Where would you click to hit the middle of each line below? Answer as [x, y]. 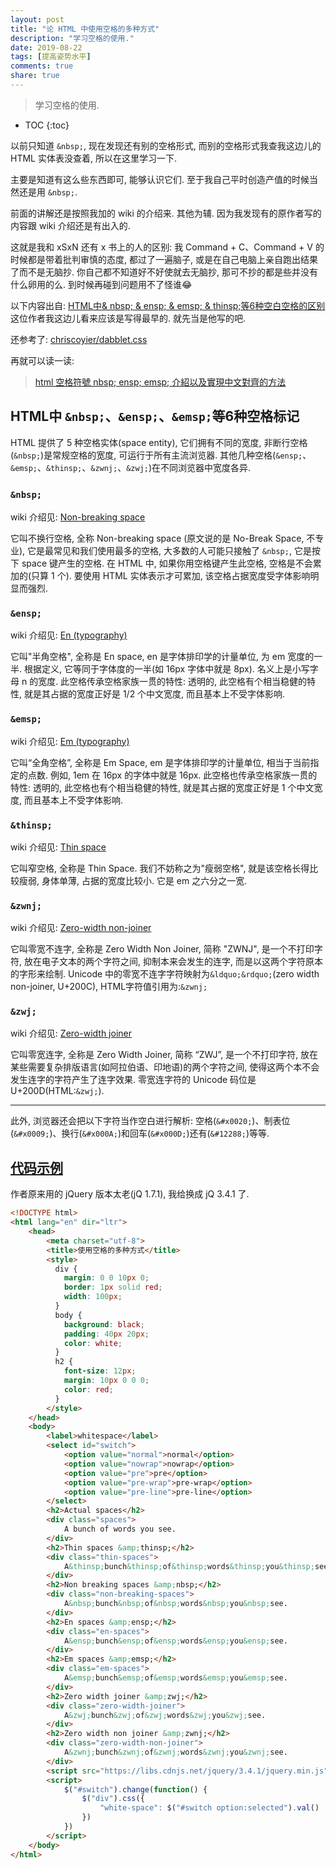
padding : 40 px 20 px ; [106, 1334]
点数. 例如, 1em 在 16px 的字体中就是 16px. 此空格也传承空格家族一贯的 [172, 775]
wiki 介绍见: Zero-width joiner [71, 1033]
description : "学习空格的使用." [72, 38]
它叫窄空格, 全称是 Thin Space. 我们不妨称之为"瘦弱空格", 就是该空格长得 [160, 868]
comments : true [42, 66]
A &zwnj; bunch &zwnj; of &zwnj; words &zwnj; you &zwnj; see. [175, 1752]
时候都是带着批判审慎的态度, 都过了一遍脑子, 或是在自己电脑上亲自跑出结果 [164, 259]
